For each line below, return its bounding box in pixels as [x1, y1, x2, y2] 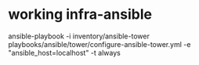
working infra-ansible [8, 5, 153, 23]
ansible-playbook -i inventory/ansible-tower [8, 31, 150, 41]
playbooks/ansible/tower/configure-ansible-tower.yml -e [8, 39, 191, 49]
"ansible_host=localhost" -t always [8, 48, 121, 57]
